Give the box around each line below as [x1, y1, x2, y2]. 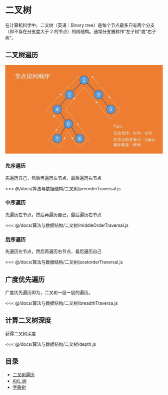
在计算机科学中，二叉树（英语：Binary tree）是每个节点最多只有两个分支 [5, 22, 155, 28]
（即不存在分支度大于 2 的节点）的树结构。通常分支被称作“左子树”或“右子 [5, 28, 156, 34]
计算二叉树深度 [5, 316, 51, 325]
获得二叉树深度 [5, 330, 36, 336]
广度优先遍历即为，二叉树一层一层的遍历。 [5, 289, 93, 295]
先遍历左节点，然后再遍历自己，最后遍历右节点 [5, 211, 101, 217]
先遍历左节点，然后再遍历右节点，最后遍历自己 [5, 248, 101, 254]
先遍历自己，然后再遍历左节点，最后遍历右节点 [5, 175, 101, 181]
